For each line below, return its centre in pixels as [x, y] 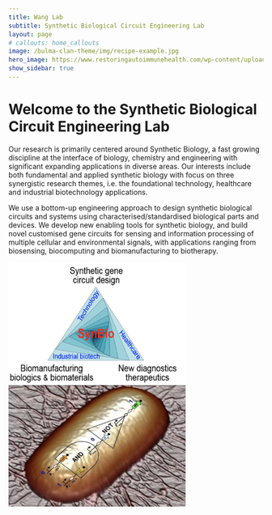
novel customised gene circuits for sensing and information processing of [131, 233]
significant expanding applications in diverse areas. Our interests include [130, 166]
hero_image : [28, 60]
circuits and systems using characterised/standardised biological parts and [134, 216]
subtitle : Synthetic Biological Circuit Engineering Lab [106, 26]
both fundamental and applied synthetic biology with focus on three [121, 175]
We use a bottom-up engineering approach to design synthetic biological [130, 207]
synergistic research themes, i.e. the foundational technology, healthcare [130, 183]
